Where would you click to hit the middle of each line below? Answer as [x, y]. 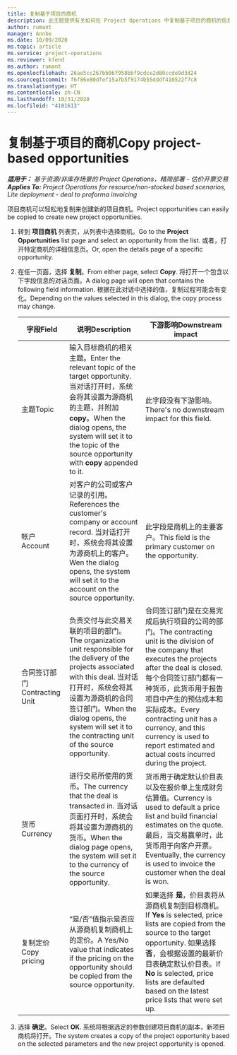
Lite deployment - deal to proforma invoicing [72, 194]
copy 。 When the [97, 418]
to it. [77, 471]
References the [95, 504]
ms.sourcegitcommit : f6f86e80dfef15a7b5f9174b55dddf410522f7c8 [102, 79]
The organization [97, 640]
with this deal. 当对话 [104, 677]
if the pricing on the [102, 958]
